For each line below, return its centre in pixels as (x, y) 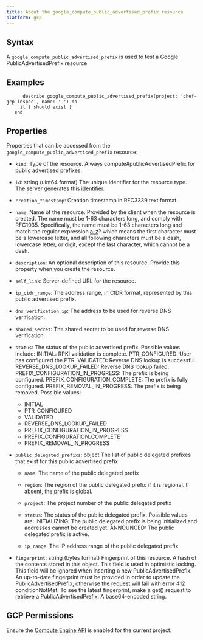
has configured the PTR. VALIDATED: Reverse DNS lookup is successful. (106, 360)
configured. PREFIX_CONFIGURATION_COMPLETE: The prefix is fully (101, 379)
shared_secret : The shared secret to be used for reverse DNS (92, 329)
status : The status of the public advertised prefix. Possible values (98, 347)
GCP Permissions (40, 615)
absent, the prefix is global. (58, 491)
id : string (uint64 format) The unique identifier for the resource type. (101, 182)
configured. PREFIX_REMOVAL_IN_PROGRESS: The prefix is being (98, 386)
